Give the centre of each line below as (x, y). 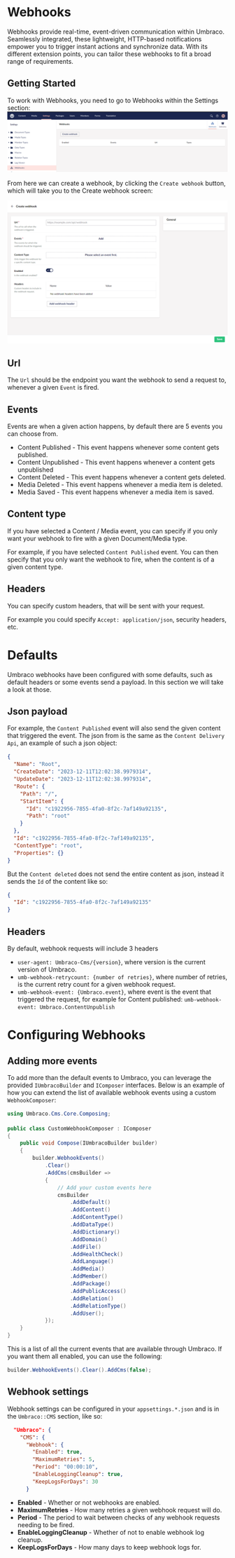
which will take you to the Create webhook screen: (80, 191)
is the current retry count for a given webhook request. (97, 984)
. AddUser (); (87, 1313)
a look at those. (29, 689)
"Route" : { (29, 786)
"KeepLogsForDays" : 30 (65, 1482)
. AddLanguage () (92, 1262)
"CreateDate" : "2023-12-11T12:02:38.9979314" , (83, 772)
